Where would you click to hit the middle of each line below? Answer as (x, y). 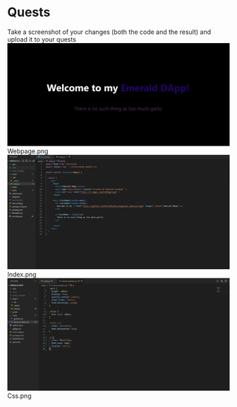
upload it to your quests (42, 39)
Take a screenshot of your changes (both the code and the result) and (109, 32)
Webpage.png (28, 151)
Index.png (22, 274)
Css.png (19, 396)
